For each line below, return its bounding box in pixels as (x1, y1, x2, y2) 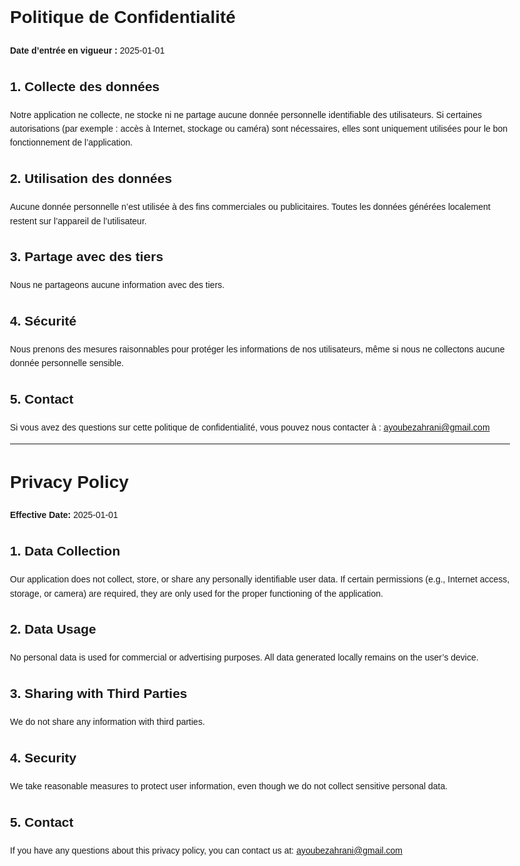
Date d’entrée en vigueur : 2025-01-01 (10, 44, 165, 56)
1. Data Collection (10, 543, 121, 559)
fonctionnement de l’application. (10, 137, 134, 148)
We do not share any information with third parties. (10, 716, 205, 728)
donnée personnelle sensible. (10, 358, 125, 369)
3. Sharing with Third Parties (10, 686, 188, 702)
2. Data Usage (10, 621, 97, 637)
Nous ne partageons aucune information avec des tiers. (10, 279, 225, 291)
